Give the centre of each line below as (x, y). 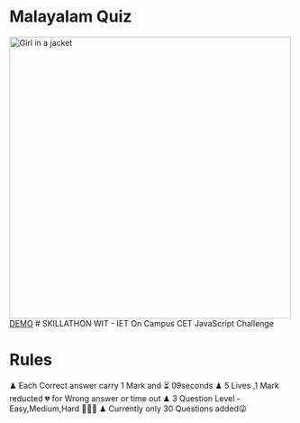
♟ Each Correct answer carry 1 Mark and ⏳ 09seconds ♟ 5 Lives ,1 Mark (144, 385)
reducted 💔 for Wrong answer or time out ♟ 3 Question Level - (125, 398)
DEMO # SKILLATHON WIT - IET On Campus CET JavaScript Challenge (142, 323)
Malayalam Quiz (71, 17)
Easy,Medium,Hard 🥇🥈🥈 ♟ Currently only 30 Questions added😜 (128, 409)
